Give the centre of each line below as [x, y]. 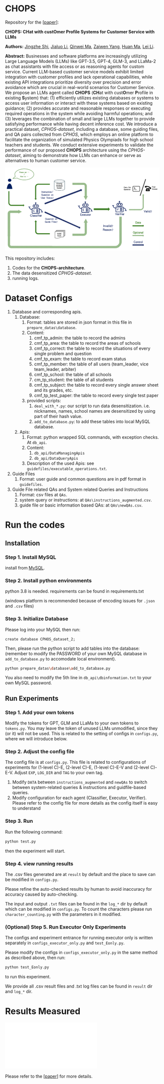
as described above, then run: [35, 958]
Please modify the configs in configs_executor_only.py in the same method [81, 953]
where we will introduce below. [36, 739]
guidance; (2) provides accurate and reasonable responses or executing [78, 108]
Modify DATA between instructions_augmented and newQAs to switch [80, 782]
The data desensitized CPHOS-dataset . [52, 273]
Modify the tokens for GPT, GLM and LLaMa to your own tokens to [72, 723]
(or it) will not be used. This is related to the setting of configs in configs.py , [82, 734]
